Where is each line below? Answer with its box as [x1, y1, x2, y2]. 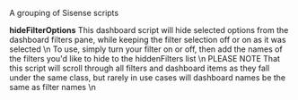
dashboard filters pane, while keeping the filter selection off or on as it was [9, 35, 286, 45]
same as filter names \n [9, 82, 96, 92]
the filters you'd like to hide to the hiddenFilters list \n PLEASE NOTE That [9, 54, 281, 63]
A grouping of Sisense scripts [9, 8, 119, 18]
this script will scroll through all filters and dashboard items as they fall [9, 62, 270, 73]
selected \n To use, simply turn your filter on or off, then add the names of [9, 44, 283, 54]
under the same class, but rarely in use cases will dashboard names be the [9, 72, 286, 83]
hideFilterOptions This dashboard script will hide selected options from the [9, 25, 289, 35]
